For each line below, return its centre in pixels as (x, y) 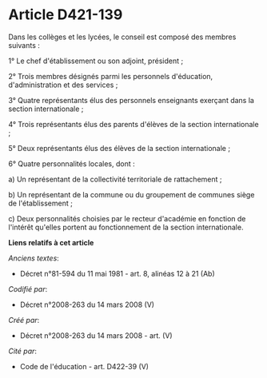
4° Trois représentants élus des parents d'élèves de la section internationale (133, 124)
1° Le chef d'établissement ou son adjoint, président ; (96, 61)
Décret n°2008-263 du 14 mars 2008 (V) (87, 304)
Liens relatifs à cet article (51, 242)
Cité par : (23, 351)
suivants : (24, 45)
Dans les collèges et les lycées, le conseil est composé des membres (122, 37)
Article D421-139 (66, 15)
